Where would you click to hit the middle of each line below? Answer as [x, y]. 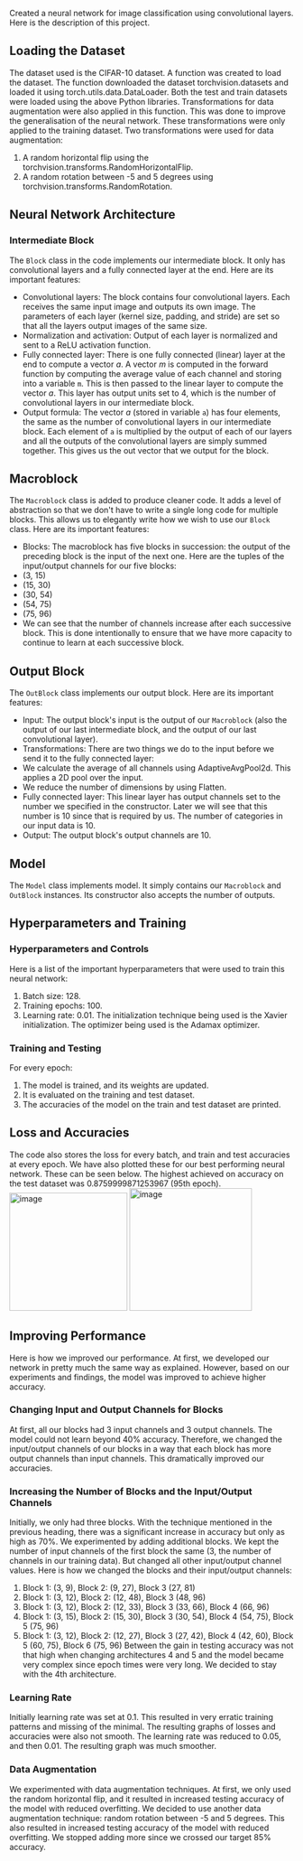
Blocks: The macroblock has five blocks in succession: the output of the [156, 547]
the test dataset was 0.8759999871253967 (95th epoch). [115, 1183]
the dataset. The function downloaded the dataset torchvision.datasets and [149, 82]
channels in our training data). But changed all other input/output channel [146, 1561]
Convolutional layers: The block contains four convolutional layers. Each [156, 296]
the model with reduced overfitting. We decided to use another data [135, 1808]
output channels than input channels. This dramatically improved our [137, 1458]
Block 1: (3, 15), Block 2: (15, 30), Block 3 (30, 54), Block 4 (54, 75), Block [158, 1617]
